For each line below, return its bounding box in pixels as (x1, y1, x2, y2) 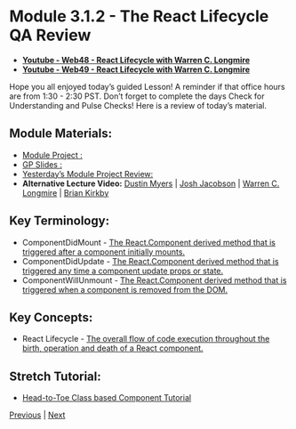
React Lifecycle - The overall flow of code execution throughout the (21, 334, 270, 344)
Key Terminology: (9, 214, 109, 229)
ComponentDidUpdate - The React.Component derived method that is (21, 255, 279, 266)
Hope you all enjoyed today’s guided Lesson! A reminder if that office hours (9, 81, 286, 92)
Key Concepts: (9, 310, 93, 325)
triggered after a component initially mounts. (21, 247, 185, 257)
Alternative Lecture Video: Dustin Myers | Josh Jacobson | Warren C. (21, 178, 280, 189)
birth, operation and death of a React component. (21, 343, 204, 353)
